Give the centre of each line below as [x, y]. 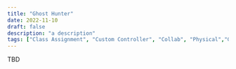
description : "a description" [52, 33]
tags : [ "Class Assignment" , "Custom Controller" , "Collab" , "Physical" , [116, 40]
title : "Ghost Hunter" [40, 14]
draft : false [26, 26]
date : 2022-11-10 [33, 20]
